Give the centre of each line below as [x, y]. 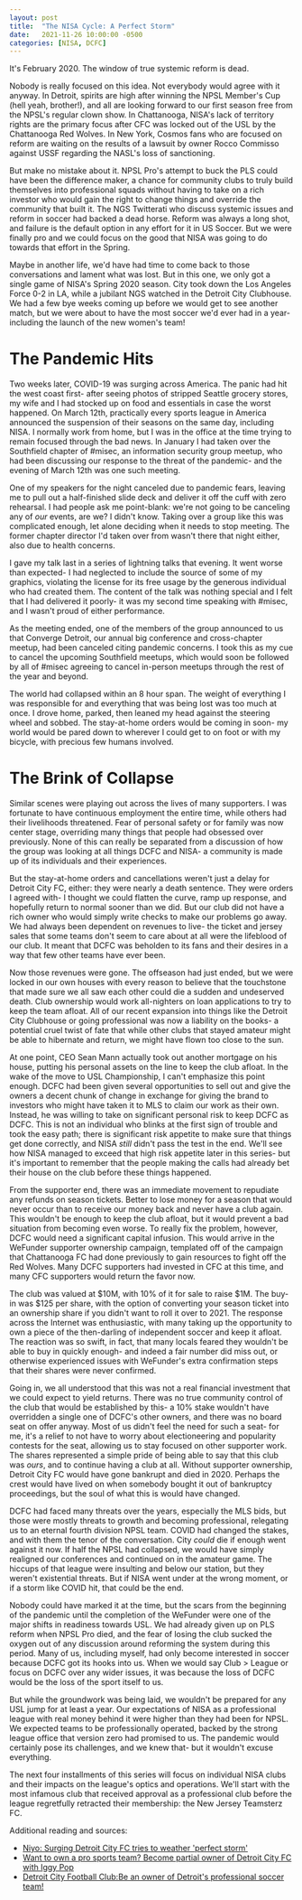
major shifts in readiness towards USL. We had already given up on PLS [142, 1625]
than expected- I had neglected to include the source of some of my [136, 573]
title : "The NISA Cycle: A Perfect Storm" [92, 26]
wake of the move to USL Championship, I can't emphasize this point [137, 1076]
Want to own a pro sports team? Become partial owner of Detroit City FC [157, 1858]
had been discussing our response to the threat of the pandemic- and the [146, 461]
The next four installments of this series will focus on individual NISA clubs [148, 1774]
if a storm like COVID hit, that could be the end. [97, 1588]
